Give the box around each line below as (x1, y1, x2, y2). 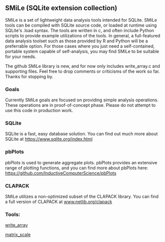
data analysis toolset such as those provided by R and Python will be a (5, 38, 148, 44)
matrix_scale (5, 232, 31, 238)
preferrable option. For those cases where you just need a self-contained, (5, 43, 155, 49)
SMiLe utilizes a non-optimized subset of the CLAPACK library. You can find (5, 194, 159, 199)
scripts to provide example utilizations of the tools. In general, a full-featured (5, 32, 161, 38)
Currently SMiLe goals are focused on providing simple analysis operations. (5, 97, 159, 103)
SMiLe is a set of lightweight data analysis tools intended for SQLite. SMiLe (5, 17, 157, 23)
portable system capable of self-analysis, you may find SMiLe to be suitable (5, 48, 159, 54)
